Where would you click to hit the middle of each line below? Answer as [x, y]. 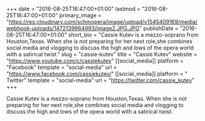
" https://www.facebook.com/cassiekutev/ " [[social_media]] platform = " [97, 74]
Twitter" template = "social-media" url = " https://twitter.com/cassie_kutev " [100, 80]
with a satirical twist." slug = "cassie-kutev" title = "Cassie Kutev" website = [102, 54]
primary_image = [80, 15]
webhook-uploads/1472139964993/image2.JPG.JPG [73, 28]
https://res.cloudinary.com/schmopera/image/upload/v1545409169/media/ [103, 22]
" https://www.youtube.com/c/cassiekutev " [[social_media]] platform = [95, 61]
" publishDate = [159, 28]
